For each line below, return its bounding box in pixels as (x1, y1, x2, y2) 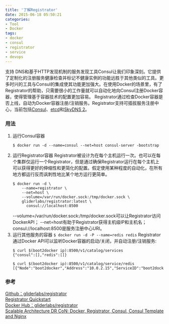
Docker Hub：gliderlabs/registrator (5, 302, 78, 308)
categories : (5, 17, 30, 22)
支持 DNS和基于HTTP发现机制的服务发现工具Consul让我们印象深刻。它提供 (5, 69, 161, 75)
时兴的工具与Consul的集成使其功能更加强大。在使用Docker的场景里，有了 (9, 81, 162, 87)
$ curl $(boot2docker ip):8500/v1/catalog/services (12, 248, 123, 253)
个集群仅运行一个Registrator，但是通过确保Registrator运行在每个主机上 (12, 158, 160, 164)
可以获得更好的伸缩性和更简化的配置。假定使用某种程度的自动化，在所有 (12, 165, 162, 171)
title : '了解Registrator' (5, 7, 58, 13)
